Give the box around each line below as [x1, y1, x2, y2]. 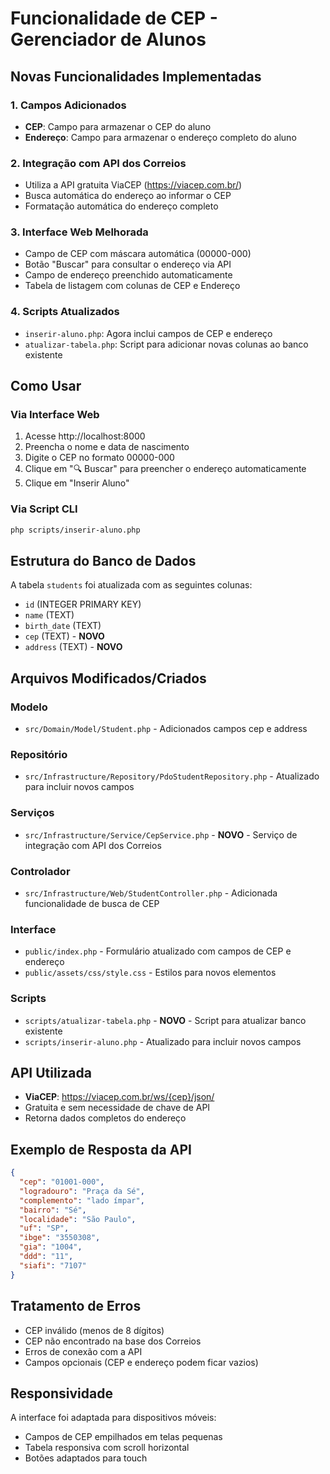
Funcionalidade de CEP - [10, 7, 218, 30]
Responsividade [10, 1385, 113, 1402]
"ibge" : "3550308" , [19, 1233, 101, 1243]
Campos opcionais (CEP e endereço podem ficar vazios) [24, 1356, 259, 1368]
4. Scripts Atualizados [10, 305, 120, 319]
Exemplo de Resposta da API [10, 1141, 192, 1158]
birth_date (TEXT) [24, 620, 102, 632]
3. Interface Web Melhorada [10, 225, 149, 239]
